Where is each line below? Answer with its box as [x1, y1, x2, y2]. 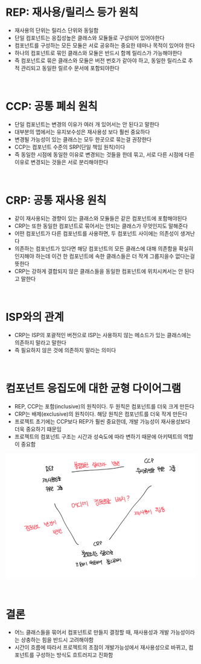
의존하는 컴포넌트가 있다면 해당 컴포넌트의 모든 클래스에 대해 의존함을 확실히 [14, 245, 194, 252]
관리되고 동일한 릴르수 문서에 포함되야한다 [21, 64, 120, 71]
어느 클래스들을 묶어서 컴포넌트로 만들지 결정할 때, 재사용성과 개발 [14, 629, 170, 636]
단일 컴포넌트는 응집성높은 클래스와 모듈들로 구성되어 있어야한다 [14, 34, 165, 41]
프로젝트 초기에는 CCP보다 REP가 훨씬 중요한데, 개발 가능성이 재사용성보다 [14, 417, 191, 425]
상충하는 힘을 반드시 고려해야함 [21, 636, 94, 643]
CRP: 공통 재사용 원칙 [5, 194, 107, 207]
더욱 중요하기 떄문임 [14, 425, 62, 433]
